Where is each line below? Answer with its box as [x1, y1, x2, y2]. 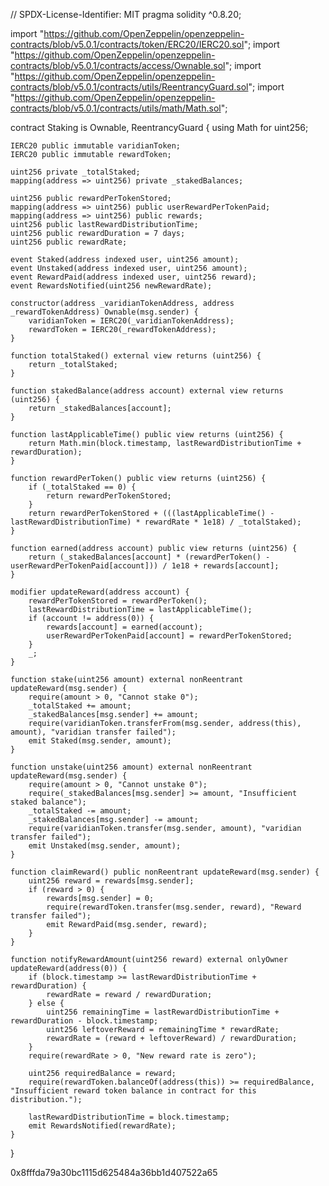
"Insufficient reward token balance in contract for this [10, 1086, 257, 1096]
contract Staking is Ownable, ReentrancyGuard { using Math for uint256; [10, 122, 309, 133]
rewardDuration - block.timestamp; [10, 1016, 159, 1026]
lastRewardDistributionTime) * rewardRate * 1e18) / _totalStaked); [10, 517, 302, 527]
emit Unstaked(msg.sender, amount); [28, 841, 182, 851]
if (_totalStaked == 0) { [28, 482, 137, 492]
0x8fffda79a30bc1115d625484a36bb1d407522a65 [10, 1167, 218, 1178]
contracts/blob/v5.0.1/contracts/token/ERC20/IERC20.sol [10, 39, 245, 50]
